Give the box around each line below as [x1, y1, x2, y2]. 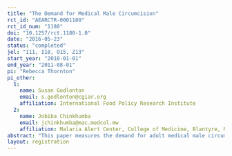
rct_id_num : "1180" [7, 23, 64, 30]
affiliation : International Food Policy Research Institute [19, 100, 196, 107]
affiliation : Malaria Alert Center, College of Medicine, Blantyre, [19, 126, 221, 133]
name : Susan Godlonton [19, 87, 85, 94]
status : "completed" [7, 42, 67, 49]
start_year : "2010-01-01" [7, 55, 81, 62]
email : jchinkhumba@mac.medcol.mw [19, 119, 119, 126]
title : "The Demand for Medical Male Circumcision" [7, 10, 159, 17]
